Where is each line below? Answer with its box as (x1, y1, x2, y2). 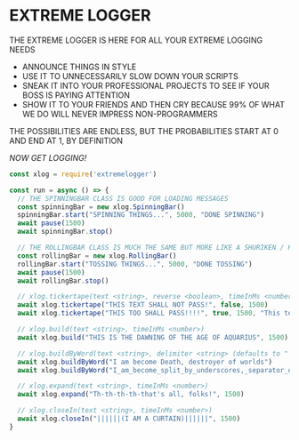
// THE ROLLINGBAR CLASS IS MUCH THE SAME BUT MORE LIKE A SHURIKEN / (17, 244, 285, 252)
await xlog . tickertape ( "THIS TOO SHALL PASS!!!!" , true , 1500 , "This (17, 308, 280, 318)
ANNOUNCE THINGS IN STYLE (21, 61, 137, 72)
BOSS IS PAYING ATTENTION (21, 90, 131, 100)
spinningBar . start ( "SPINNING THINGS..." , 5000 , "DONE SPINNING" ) (17, 211, 265, 220)
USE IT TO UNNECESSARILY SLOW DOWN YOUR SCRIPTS (21, 70, 238, 81)
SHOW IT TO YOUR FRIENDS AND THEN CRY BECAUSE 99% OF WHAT (21, 99, 285, 109)
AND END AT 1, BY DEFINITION (9, 135, 123, 146)
